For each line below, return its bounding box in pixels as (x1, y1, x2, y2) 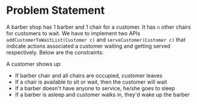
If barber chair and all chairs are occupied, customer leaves (14, 72, 163, 79)
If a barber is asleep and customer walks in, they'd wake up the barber (14, 91, 190, 98)
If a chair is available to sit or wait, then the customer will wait (14, 78, 168, 85)
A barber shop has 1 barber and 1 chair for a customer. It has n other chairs (6, 23, 191, 30)
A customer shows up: (6, 60, 62, 68)
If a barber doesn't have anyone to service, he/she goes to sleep (14, 84, 175, 91)
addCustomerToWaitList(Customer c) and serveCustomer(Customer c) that (6, 36, 186, 43)
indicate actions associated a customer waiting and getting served (6, 42, 171, 50)
